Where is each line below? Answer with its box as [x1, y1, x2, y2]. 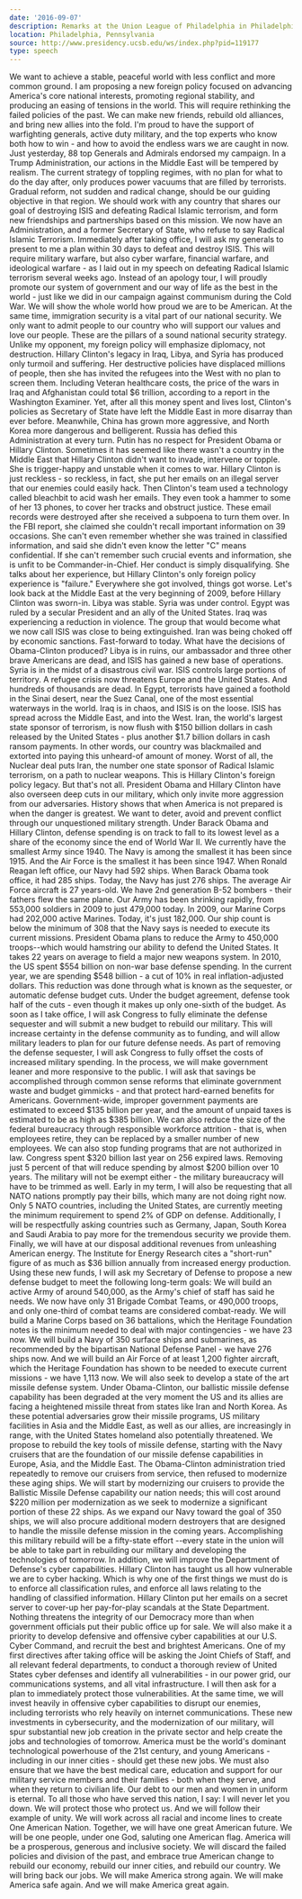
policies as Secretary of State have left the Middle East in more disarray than [9, 406, 293, 417]
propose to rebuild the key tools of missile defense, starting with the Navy [9, 1440, 283, 1451]
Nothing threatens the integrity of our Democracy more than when [9, 1612, 254, 1623]
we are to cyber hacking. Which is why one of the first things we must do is [9, 1573, 289, 1585]
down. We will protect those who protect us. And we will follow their [9, 1803, 261, 1814]
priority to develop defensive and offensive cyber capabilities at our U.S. [9, 1631, 277, 1641]
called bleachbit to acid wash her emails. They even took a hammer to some [9, 493, 291, 503]
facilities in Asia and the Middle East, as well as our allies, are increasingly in [9, 1420, 292, 1432]
